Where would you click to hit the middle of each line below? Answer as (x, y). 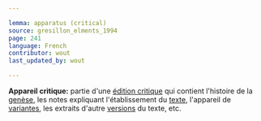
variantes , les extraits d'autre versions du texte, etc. (95, 108)
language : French (38, 45)
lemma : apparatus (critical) (58, 23)
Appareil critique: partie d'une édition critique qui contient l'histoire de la (130, 91)
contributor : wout (39, 54)
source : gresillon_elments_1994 (63, 30)
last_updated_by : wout (47, 61)
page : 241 (25, 38)
